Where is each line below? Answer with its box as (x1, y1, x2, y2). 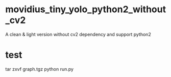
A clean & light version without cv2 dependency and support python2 (5, 31, 152, 37)
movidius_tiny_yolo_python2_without (5, 4, 166, 15)
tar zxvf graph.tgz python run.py (5, 66, 74, 72)
